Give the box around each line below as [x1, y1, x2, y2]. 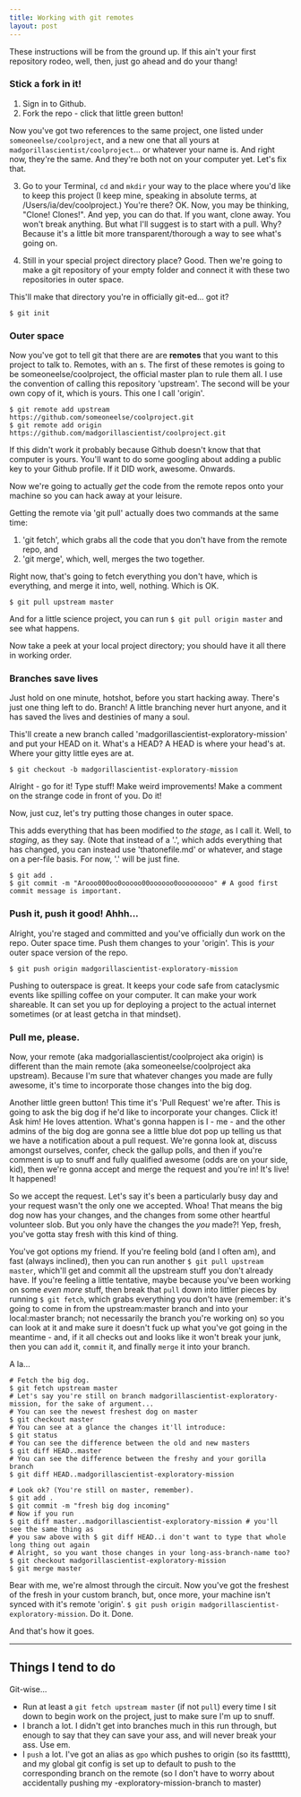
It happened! [9, 1173, 56, 1183]
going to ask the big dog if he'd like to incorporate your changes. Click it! [9, 1106, 278, 1117]
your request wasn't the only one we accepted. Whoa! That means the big [9, 1199, 283, 1210]
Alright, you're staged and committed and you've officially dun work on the [9, 928, 286, 939]
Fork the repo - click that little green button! [21, 107, 184, 118]
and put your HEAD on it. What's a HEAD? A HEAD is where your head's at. [9, 738, 286, 749]
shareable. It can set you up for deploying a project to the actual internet [9, 999, 277, 1010]
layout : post [9, 21, 58, 30]
